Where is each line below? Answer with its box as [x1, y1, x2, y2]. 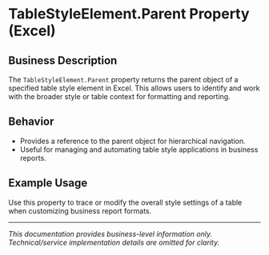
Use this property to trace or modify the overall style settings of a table [8, 197, 243, 207]
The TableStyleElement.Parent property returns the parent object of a [8, 75, 239, 84]
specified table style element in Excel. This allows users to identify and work [8, 83, 260, 93]
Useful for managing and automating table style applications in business [19, 145, 259, 154]
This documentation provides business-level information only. [8, 229, 213, 238]
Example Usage [8, 177, 88, 190]
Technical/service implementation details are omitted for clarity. [8, 237, 220, 247]
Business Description [8, 54, 118, 67]
